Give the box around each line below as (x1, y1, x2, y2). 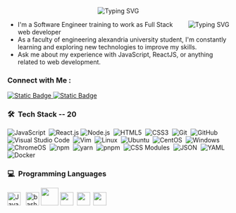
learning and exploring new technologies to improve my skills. (17, 43, 197, 51)
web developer (17, 28, 61, 36)
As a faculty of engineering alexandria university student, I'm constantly (17, 35, 227, 44)
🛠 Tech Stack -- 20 (7, 109, 77, 119)
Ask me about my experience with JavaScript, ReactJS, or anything (17, 50, 213, 59)
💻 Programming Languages (7, 169, 107, 178)
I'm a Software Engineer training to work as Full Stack (17, 20, 173, 28)
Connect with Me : (7, 75, 72, 85)
